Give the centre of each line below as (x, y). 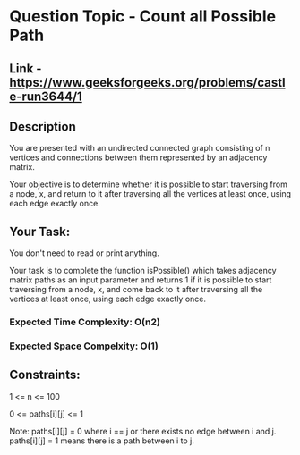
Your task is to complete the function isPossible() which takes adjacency (143, 271)
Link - (26, 68)
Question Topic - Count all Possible (143, 17)
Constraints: (45, 375)
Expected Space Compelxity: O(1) (84, 346)
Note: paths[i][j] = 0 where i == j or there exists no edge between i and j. (143, 431)
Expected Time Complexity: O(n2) (85, 322)
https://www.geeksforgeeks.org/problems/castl (147, 82)
